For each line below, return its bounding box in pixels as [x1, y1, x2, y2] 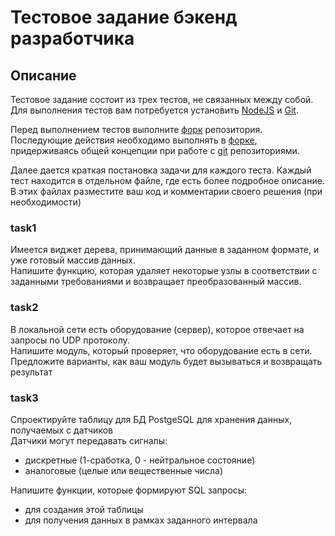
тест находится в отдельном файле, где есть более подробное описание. [10, 175, 325, 186]
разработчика [10, 27, 135, 50]
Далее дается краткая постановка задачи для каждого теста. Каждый [10, 164, 312, 176]
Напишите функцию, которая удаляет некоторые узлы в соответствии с [10, 265, 318, 277]
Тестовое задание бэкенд [10, 6, 238, 29]
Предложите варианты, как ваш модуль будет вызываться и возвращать [10, 355, 323, 367]
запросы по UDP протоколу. [10, 334, 130, 346]
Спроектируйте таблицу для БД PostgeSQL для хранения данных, [10, 413, 293, 425]
